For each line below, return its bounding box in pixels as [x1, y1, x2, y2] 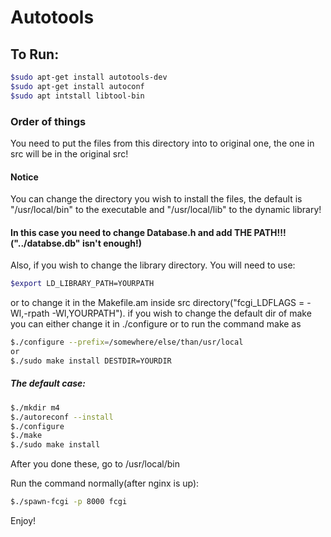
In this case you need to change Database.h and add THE [10, 226, 253, 238]
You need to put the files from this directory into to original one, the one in [10, 137, 315, 149]
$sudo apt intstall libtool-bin [10, 91, 145, 101]
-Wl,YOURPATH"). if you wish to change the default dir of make [51, 307, 312, 320]
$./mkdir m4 [10, 402, 60, 413]
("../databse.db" [10, 237, 81, 249]
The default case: [10, 377, 86, 390]
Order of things [10, 114, 87, 128]
